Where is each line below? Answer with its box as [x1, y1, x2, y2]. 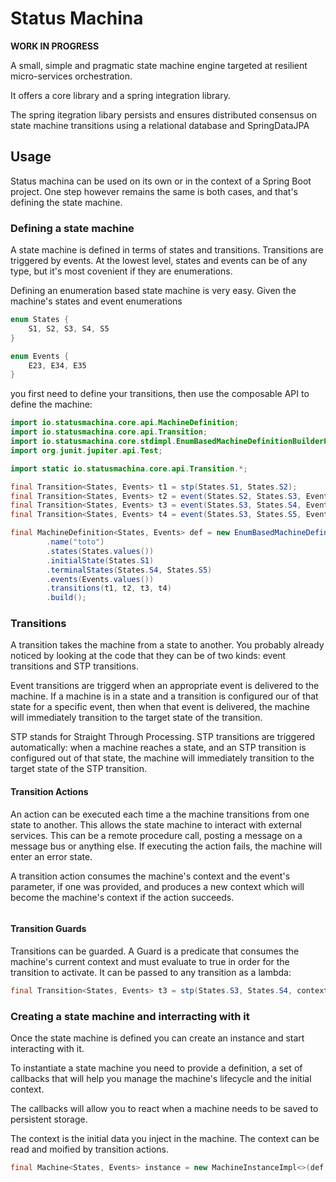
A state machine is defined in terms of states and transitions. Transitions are [10, 244, 324, 256]
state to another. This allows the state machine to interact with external [10, 818, 303, 831]
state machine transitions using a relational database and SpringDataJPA [10, 119, 310, 131]
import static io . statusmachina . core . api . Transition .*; [10, 463, 248, 474]
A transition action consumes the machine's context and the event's [10, 870, 291, 882]
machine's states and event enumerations [10, 295, 183, 307]
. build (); [46, 593, 87, 603]
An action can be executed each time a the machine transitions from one [10, 808, 310, 820]
